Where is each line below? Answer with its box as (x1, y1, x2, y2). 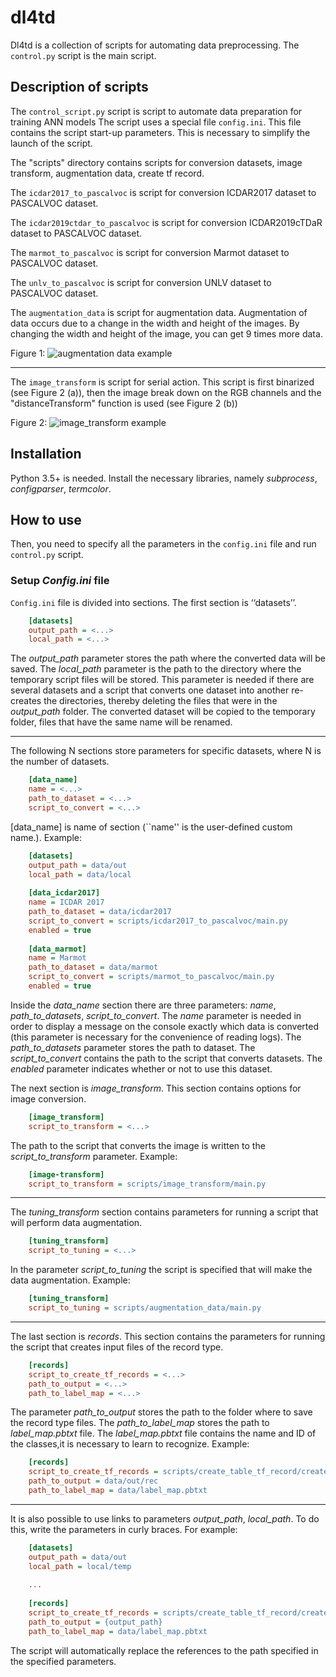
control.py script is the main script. (10, 49, 157, 61)
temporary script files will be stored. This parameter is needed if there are (10, 674, 315, 686)
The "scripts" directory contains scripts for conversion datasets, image (10, 156, 303, 168)
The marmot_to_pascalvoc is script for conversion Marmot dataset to (10, 246, 290, 258)
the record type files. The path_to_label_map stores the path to (10, 1417, 270, 1429)
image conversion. (10, 1092, 87, 1105)
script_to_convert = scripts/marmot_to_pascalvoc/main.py (28, 972, 275, 982)
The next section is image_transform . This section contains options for (10, 1082, 302, 1094)
